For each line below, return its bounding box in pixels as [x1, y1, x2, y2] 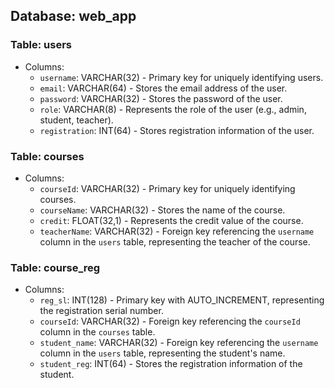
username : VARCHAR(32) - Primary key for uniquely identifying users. [39, 71, 324, 83]
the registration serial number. [39, 305, 164, 317]
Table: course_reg [10, 260, 101, 274]
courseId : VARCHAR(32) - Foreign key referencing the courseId [39, 315, 301, 328]
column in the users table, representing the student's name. [39, 347, 286, 359]
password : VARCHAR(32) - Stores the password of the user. [39, 92, 283, 104]
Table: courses [10, 149, 85, 163]
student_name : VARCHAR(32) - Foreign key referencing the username [39, 337, 319, 349]
